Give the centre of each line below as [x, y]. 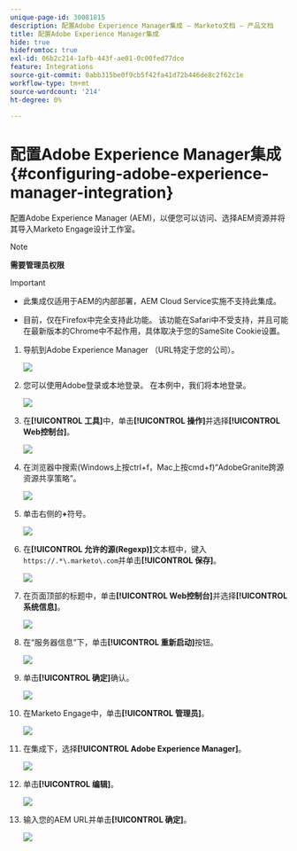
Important [28, 283]
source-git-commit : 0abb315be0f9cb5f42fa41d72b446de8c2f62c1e [127, 75]
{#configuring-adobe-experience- [140, 173]
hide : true [30, 42]
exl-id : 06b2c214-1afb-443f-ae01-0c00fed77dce [97, 59]
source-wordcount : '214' [56, 91]
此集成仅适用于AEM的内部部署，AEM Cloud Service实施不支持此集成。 [152, 301]
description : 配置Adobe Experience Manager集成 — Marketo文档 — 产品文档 [142, 26]
